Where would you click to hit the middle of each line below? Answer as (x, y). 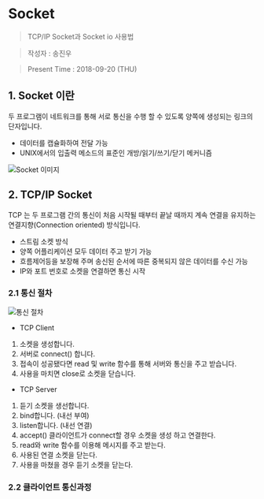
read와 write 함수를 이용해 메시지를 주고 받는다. (93, 445)
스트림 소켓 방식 (44, 241)
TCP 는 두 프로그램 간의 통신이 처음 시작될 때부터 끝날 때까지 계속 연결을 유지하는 (132, 214)
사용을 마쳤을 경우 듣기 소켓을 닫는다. (76, 464)
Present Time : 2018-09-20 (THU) (82, 69)
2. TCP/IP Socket (50, 195)
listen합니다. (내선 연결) (56, 425)
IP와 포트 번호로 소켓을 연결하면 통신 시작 (82, 271)
